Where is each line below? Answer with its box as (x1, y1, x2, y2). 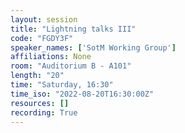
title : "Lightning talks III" (10, 24, 137, 34)
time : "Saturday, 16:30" (10, 80, 114, 90)
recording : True (10, 107, 78, 118)
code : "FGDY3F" (10, 33, 74, 43)
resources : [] (10, 98, 70, 108)
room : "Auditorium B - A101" (10, 61, 132, 71)
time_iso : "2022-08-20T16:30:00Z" (10, 89, 155, 99)
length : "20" (10, 71, 65, 81)
